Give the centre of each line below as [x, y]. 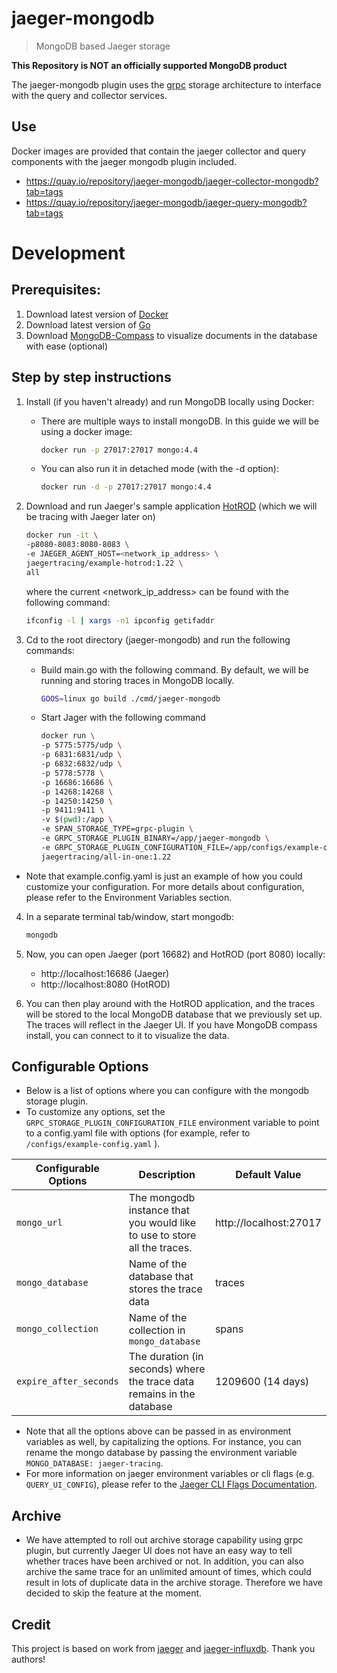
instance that [159, 1210]
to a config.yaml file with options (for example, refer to [138, 1133]
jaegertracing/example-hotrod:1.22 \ [104, 563]
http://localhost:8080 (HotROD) [105, 984]
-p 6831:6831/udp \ [81, 755]
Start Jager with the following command [123, 718]
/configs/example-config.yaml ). [93, 1144]
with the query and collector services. [89, 95]
